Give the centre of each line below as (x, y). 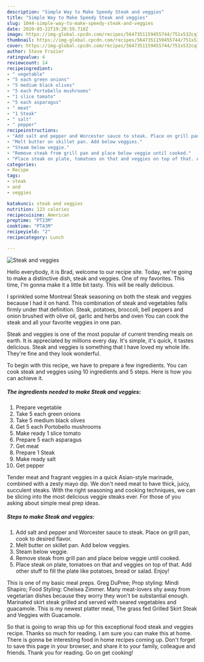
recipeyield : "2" (29, 232)
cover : (15, 46)
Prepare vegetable (39, 407)
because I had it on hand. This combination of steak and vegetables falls (97, 303)
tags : (14, 176)
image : (15, 35)
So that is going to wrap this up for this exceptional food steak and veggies (100, 627)
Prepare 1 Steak (35, 452)
